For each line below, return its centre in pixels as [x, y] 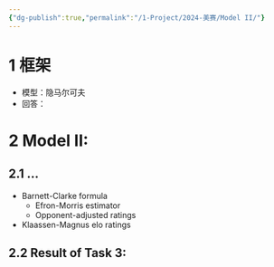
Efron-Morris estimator [78, 205]
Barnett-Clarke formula [64, 195]
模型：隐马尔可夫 [53, 92]
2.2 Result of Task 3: [68, 253]
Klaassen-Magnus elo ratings [76, 224]
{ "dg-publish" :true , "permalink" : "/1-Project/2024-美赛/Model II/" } [137, 18]
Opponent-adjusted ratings [85, 215]
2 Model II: [49, 140]
